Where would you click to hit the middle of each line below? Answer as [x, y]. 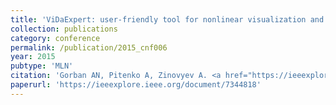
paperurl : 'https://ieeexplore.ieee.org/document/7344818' [136, 85]
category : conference [55, 38]
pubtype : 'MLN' [42, 66]
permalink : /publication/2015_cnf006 [89, 47]
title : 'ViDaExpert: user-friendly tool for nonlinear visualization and [167, 19]
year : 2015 [33, 57]
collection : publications [64, 29]
